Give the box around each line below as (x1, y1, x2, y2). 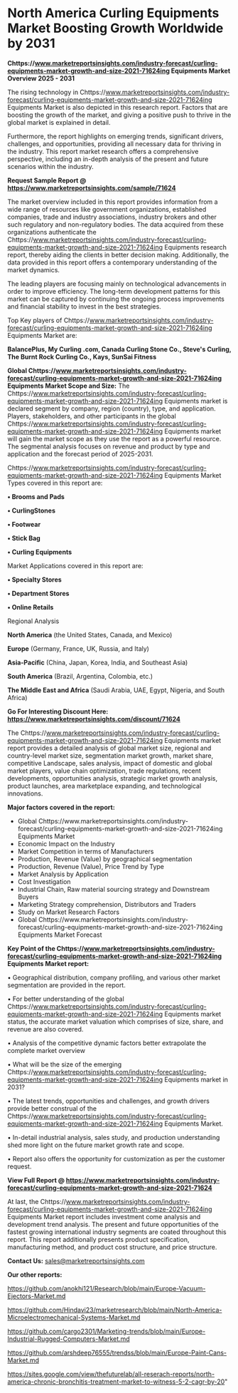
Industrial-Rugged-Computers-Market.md (7, 1335, 130, 1343)
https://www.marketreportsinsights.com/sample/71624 (7, 183, 176, 192)
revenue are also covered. (7, 1024, 84, 1033)
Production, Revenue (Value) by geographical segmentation (17, 854, 193, 863)
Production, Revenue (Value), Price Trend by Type (17, 862, 165, 870)
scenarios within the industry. (7, 162, 94, 170)
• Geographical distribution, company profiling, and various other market (7, 973, 221, 982)
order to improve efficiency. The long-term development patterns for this (7, 287, 220, 295)
